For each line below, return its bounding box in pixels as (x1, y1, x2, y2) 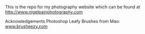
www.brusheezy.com (5, 23, 48, 29)
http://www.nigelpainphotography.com (5, 9, 83, 15)
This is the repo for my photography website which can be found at (5, 4, 141, 10)
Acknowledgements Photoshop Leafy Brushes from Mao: (5, 19, 121, 24)
